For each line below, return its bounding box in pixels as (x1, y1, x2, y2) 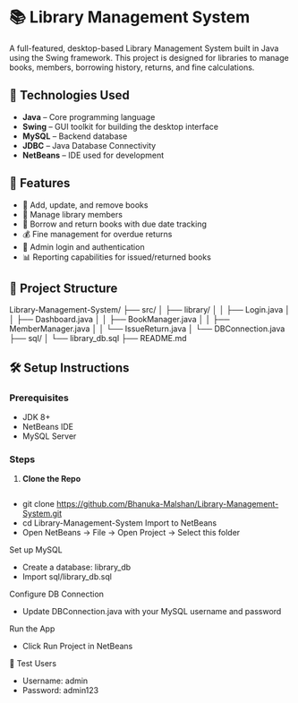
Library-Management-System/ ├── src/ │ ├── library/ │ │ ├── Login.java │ (9, 304, 291, 315)
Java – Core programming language (21, 111, 156, 122)
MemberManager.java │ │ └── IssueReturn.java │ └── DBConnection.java (9, 323, 285, 334)
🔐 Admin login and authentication (21, 241, 145, 252)
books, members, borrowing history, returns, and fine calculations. (9, 62, 255, 73)
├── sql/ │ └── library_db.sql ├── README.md (9, 333, 187, 344)
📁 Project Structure (9, 280, 118, 296)
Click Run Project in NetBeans (21, 641, 133, 652)
